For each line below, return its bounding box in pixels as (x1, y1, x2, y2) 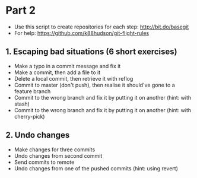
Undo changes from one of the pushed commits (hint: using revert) (14, 164, 179, 172)
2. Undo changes (5, 130, 70, 140)
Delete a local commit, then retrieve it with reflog (14, 75, 134, 82)
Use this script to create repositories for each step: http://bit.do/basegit (14, 23, 189, 30)
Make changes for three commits (14, 146, 96, 153)
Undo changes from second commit (14, 152, 103, 159)
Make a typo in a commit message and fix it (14, 62, 121, 69)
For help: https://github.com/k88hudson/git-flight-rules (14, 29, 150, 36)
